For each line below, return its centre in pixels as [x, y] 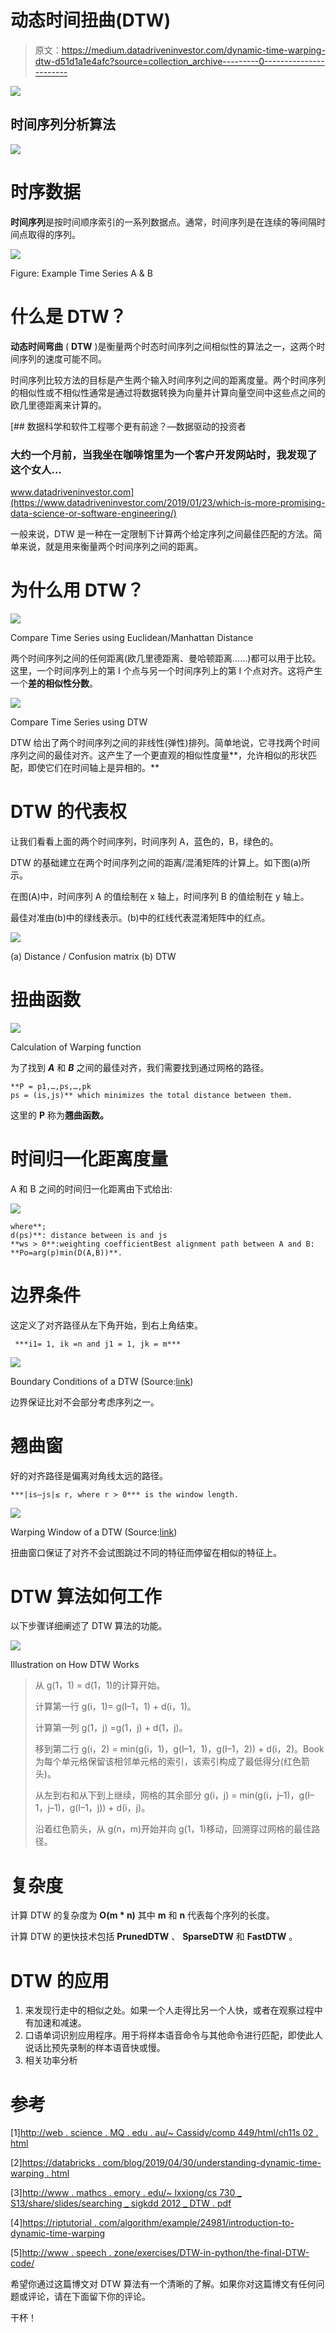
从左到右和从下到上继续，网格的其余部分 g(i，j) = [136, 1795]
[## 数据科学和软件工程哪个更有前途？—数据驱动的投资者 [128, 426]
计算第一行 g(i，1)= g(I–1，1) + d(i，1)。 [115, 1707]
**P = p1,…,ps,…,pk [51, 1086]
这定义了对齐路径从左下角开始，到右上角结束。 [106, 1325]
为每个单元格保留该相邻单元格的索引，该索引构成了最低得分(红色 [168, 1762]
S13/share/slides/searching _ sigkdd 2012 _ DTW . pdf [121, 2203]
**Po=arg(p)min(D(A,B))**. [66, 1252]
